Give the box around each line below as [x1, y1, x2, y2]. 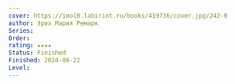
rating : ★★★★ [8, 42, 52, 50]
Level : [8, 64, 30, 72]
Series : [8, 26, 34, 34]
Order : [8, 34, 30, 42]
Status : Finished [8, 49, 67, 57]
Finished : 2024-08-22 [8, 57, 81, 65]
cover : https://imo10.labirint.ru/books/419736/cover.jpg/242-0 [8, 11, 228, 20]
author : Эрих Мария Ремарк [8, 19, 99, 27]
